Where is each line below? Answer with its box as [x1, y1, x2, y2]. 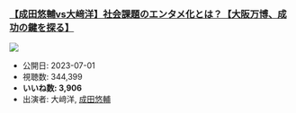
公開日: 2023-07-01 [22, 60, 96, 71]
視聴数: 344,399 [22, 72, 83, 83]
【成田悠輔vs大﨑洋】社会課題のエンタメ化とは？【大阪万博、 [9, 7, 278, 20]
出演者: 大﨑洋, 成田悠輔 [22, 94, 111, 105]
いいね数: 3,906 [22, 83, 83, 93]
